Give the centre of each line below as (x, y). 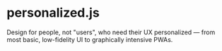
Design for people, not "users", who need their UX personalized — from (111, 32)
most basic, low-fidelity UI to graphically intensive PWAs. (90, 39)
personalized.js (53, 13)
